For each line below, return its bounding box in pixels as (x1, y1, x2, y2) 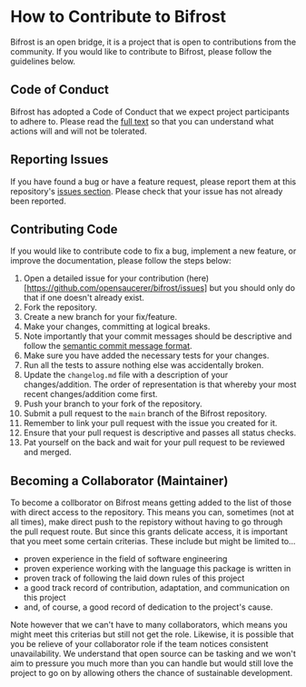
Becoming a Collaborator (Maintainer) (10, 473, 229, 488)
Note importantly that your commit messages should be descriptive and (23, 331, 292, 342)
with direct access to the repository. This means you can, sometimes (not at (10, 507, 294, 518)
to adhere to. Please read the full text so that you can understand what (10, 115, 274, 126)
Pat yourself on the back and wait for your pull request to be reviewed (23, 437, 285, 448)
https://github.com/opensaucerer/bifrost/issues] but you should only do (26, 283, 296, 294)
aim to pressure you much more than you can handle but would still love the (10, 658, 294, 669)
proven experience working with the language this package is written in (23, 563, 291, 574)
